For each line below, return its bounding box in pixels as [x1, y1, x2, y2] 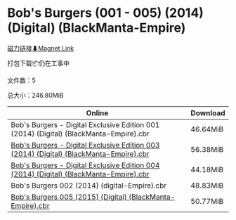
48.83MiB [190, 181, 224, 190]
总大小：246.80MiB [7, 91, 64, 99]
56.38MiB [190, 144, 224, 154]
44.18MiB [190, 164, 224, 174]
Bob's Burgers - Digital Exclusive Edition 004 [11, 160, 160, 170]
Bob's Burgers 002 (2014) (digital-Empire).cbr [11, 181, 167, 190]
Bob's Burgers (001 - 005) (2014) [7, 5, 204, 21]
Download [190, 108, 225, 117]
